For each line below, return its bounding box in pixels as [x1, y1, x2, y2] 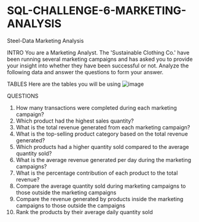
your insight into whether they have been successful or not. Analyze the [7, 62, 189, 69]
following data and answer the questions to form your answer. [7, 68, 164, 75]
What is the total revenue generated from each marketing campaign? [15, 123, 190, 131]
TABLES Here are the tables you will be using [7, 80, 121, 88]
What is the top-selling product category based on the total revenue [15, 130, 188, 137]
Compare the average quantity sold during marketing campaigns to [15, 182, 186, 189]
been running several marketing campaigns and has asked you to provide [7, 55, 193, 63]
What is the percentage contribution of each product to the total [15, 169, 178, 177]
